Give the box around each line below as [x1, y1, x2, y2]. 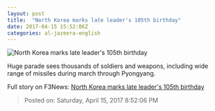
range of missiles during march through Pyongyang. [7, 69, 156, 78]
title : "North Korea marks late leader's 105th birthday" [7, 17, 182, 24]
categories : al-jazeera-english [7, 29, 101, 37]
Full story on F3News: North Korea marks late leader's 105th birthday [7, 83, 205, 91]
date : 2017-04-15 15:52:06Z [7, 23, 89, 30]
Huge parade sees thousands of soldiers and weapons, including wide [7, 62, 209, 70]
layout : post [7, 10, 45, 17]
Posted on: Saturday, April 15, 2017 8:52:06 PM [24, 96, 158, 105]
